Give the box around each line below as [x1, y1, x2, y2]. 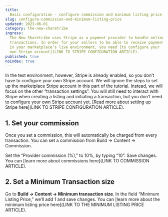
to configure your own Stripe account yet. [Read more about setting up [5, 99, 151, 105]
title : [5, 7, 19, 13]
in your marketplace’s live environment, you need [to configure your [9, 45, 160, 50]
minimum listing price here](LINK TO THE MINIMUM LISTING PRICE [5, 201, 144, 207]
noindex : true [5, 59, 35, 64]
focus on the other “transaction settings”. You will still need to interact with [5, 88, 159, 94]
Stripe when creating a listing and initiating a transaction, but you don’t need [5, 94, 162, 100]
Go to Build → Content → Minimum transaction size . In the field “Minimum [5, 191, 159, 197]
